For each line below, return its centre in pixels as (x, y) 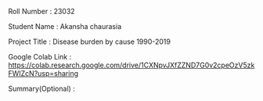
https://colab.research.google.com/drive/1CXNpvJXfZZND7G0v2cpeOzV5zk (131, 65)
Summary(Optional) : (42, 88)
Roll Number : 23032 (42, 11)
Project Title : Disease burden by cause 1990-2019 (89, 41)
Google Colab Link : (40, 57)
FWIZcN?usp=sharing (43, 73)
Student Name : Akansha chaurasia (65, 26)
